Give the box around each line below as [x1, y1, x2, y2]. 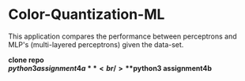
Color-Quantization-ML [8, 6, 165, 24]
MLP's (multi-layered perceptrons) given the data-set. [8, 39, 184, 49]
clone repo [8, 55, 45, 64]
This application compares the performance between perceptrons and [8, 31, 237, 41]
